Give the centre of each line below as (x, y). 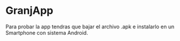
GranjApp (29, 11)
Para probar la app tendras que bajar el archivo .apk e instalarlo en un (90, 27)
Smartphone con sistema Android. (47, 32)
